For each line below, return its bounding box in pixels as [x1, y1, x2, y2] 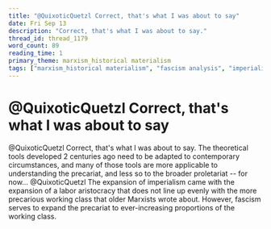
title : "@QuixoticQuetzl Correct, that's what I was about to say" [8, 11, 240, 20]
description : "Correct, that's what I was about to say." [8, 27, 207, 35]
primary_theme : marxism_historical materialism [8, 57, 172, 65]
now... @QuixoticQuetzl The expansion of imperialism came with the [8, 177, 236, 186]
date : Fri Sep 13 [8, 19, 67, 27]
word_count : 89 [8, 42, 60, 50]
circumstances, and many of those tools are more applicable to [8, 160, 218, 169]
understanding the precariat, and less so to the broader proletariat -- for [8, 169, 248, 178]
